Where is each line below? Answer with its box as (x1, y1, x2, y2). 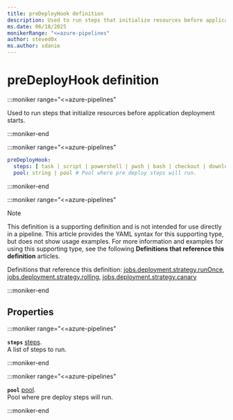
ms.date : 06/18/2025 (7, 23, 67, 30)
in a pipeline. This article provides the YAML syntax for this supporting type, (7, 230, 224, 238)
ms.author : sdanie (7, 42, 60, 49)
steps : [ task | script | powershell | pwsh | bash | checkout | (13, 162, 207, 170)
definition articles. (7, 251, 60, 260)
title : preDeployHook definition (7, 10, 104, 17)
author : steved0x (7, 36, 58, 43)
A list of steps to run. (7, 345, 67, 354)
